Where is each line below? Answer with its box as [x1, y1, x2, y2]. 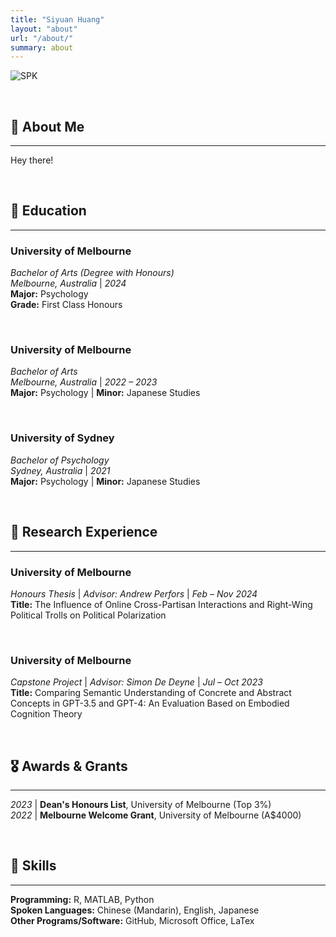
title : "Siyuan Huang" [10, 14, 105, 25]
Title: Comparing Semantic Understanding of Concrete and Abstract [10, 687, 292, 699]
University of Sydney [10, 431, 115, 445]
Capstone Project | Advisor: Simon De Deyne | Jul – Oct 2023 [10, 676, 263, 688]
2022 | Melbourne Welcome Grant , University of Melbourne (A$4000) [10, 809, 302, 821]
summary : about [10, 42, 74, 53]
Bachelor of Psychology [10, 454, 110, 466]
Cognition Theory [10, 708, 83, 720]
